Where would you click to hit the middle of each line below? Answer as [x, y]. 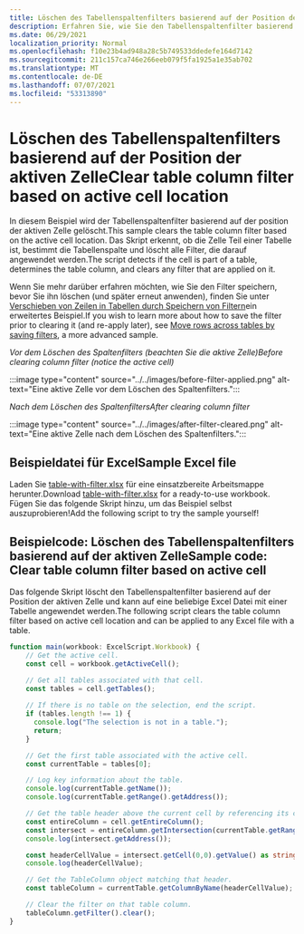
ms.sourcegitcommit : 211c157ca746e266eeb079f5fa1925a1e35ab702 [131, 60]
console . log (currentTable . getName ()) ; [99, 789]
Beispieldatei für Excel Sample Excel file [123, 462]
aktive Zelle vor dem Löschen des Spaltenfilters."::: [145, 390]
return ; [48, 730]
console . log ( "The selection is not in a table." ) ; [131, 722]
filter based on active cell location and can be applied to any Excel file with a [152, 621]
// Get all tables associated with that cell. [115, 680]
